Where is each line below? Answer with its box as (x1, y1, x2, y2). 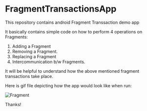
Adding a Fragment (12, 43, 51, 49)
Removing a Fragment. (12, 48, 58, 54)
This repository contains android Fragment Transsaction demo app (5, 19, 140, 25)
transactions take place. (5, 73, 54, 79)
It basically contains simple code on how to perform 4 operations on (5, 29, 143, 34)
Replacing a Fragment (12, 53, 57, 59)
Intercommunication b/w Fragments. (12, 59, 85, 64)
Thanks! (5, 101, 21, 107)
